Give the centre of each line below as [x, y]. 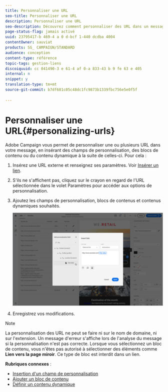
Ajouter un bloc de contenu [40, 379]
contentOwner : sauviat [29, 42]
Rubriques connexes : [28, 364]
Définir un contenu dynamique [44, 384]
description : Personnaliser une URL [43, 21]
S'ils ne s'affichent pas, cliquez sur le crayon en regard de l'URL [78, 180]
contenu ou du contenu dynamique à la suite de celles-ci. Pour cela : [76, 155]
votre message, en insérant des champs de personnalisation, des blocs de [82, 150]
